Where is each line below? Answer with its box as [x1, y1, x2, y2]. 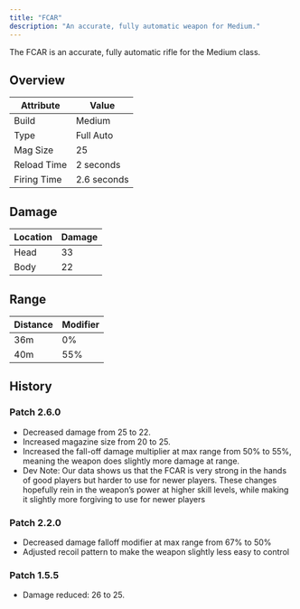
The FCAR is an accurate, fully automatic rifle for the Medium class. [9, 46, 261, 57]
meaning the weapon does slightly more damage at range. [22, 455, 240, 466]
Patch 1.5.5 [9, 568, 60, 581]
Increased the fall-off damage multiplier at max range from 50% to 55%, [22, 445, 292, 456]
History [9, 379, 52, 394]
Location [14, 231, 52, 244]
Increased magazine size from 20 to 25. [22, 436, 171, 447]
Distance [14, 318, 53, 331]
